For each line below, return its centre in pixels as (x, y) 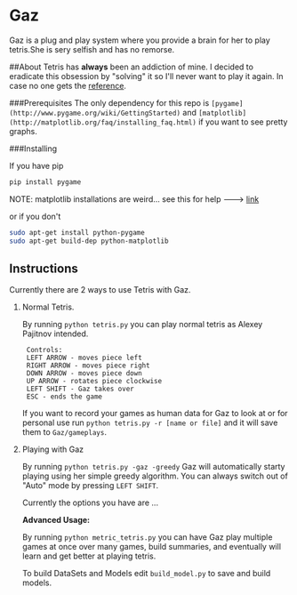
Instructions (44, 268)
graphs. (23, 131)
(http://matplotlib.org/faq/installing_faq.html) (103, 122)
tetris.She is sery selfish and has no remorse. (92, 49)
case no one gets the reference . (68, 85)
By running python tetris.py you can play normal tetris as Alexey (142, 325)
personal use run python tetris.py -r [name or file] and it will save (150, 422)
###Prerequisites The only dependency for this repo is (109, 102)
